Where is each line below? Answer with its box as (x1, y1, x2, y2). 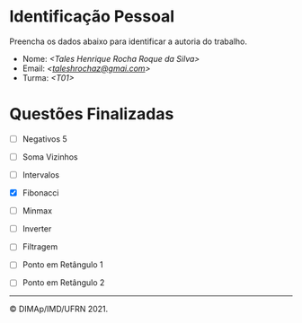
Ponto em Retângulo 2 (22, 277, 105, 288)
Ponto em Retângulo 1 (22, 259, 103, 270)
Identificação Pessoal (9, 6, 175, 27)
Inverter (22, 223, 52, 234)
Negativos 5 (22, 133, 67, 144)
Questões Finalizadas (9, 104, 174, 125)
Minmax (22, 205, 52, 216)
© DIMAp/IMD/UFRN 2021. (9, 303, 109, 315)
